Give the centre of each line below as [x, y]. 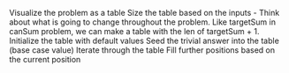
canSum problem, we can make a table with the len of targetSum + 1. [134, 31]
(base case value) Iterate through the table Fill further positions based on [142, 50]
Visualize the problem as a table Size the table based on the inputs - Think [144, 13]
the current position [45, 59]
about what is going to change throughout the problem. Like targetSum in [143, 22]
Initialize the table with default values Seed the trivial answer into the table [144, 40]
